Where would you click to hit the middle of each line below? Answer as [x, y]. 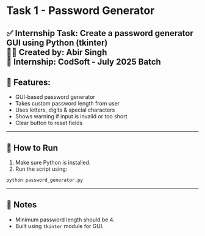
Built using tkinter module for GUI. [59, 226]
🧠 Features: [28, 82]
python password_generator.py [45, 181]
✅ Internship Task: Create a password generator [100, 33]
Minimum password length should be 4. [65, 220]
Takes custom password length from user [67, 104]
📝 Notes [22, 205]
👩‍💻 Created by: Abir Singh [57, 52]
